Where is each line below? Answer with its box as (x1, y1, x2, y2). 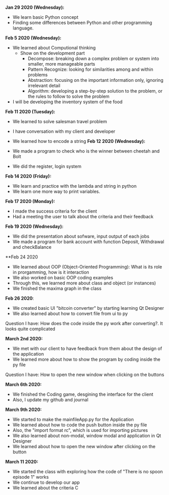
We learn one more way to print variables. (12, 188, 100, 194)
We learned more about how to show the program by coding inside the (12, 356, 161, 362)
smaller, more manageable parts (27, 61, 95, 67)
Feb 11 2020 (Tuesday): (5, 109, 56, 114)
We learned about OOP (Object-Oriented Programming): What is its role (12, 264, 162, 270)
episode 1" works (12, 474, 49, 480)
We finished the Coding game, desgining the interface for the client (12, 391, 154, 397)
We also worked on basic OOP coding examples (12, 275, 113, 280)
